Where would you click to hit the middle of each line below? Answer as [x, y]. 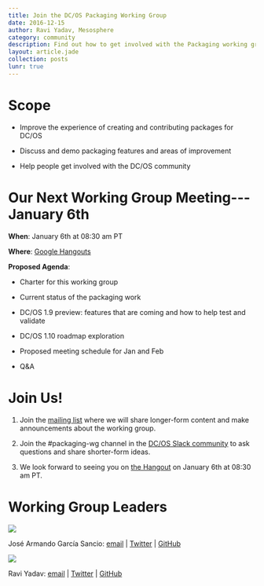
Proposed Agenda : [39, 266]
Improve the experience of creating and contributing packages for [126, 127]
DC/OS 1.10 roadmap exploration [72, 335]
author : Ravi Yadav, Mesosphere [61, 30]
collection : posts [38, 60]
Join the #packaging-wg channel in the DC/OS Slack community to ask [134, 443]
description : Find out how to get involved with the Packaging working [128, 45]
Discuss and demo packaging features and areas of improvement [125, 151]
